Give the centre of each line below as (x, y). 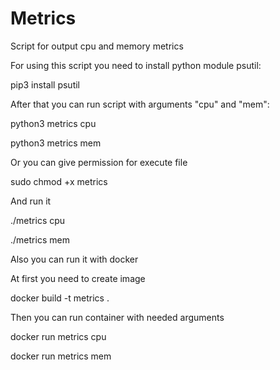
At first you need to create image (78, 278)
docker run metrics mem (61, 356)
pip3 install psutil (45, 84)
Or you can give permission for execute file (99, 162)
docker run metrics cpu (58, 336)
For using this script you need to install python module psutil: (136, 65)
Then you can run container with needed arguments (117, 317)
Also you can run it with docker (74, 259)
